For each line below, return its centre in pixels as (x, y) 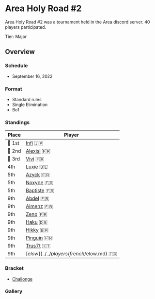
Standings (17, 122)
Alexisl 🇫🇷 (38, 151)
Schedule (16, 66)
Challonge (22, 279)
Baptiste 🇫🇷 (40, 191)
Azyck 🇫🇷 (38, 175)
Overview (20, 52)
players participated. (26, 27)
